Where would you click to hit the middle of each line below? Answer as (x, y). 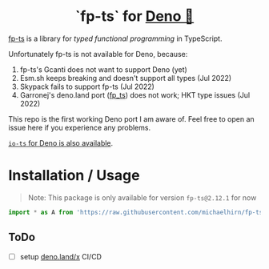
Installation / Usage (74, 176)
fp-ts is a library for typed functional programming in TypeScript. (115, 38)
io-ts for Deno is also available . (61, 143)
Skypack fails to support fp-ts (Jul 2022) (87, 86)
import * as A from (41, 212)
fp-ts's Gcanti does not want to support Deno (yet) (104, 69)
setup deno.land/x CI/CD (61, 256)
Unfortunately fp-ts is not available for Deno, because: (98, 54)
